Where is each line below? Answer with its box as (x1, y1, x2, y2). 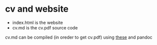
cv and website (5, 3, 69, 15)
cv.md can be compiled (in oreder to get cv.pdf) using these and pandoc (5, 34, 153, 40)
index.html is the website (12, 20, 63, 25)
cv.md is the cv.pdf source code (12, 24, 78, 30)
